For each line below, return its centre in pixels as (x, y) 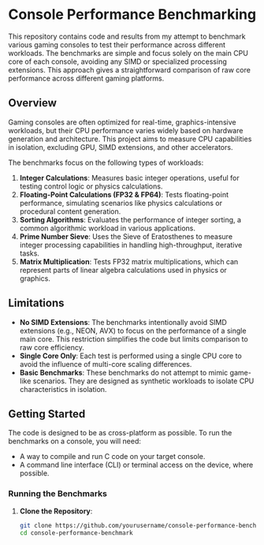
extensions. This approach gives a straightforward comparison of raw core (129, 69)
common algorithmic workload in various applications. (107, 228)
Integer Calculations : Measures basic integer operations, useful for (129, 177)
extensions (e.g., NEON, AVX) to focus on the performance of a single (133, 330)
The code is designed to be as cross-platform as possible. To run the (120, 433)
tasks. (29, 253)
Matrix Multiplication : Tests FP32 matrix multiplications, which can (129, 261)
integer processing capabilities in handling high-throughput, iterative (131, 245)
